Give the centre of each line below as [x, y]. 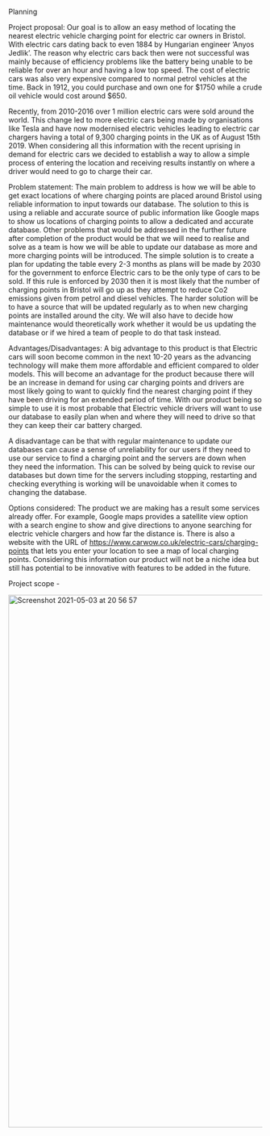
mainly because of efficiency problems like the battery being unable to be [131, 61]
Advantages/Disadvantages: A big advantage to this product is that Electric [133, 348]
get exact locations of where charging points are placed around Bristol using [135, 196]
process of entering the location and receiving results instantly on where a [132, 163]
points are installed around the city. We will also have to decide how [121, 315]
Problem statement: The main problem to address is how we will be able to [132, 187]
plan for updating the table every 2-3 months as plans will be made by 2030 [135, 264]
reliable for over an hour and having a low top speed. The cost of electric [129, 70]
